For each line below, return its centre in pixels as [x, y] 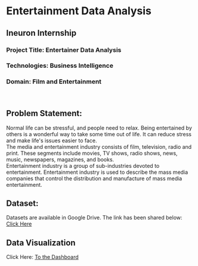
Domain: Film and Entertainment [54, 82]
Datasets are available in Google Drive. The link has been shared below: [95, 218]
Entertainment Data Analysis [79, 11]
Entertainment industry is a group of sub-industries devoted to [83, 165]
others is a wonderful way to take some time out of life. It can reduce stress [99, 134]
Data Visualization [41, 242]
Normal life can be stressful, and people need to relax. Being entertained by [99, 128]
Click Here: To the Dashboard [42, 257]
